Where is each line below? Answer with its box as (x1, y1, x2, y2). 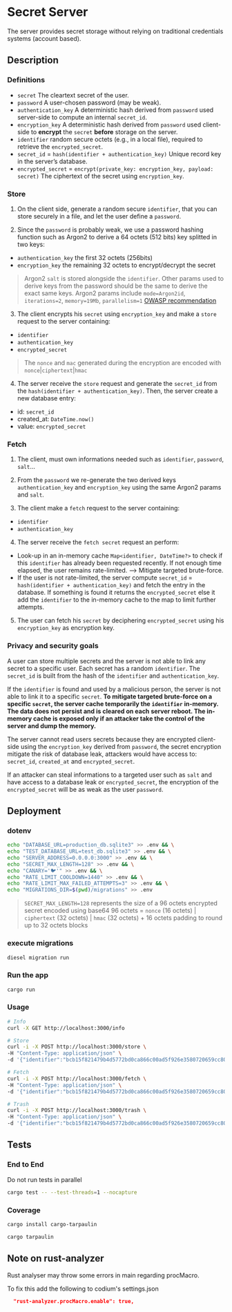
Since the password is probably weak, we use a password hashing (17, 225, 204, 234)
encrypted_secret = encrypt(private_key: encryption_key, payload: (17, 164, 214, 173)
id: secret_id (17, 407, 55, 416)
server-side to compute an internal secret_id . (17, 113, 147, 121)
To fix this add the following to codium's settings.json (7, 1284, 159, 1293)
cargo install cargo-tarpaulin (7, 1221, 97, 1228)
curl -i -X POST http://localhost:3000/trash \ (7, 1107, 147, 1114)
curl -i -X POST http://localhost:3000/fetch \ (7, 1075, 147, 1082)
